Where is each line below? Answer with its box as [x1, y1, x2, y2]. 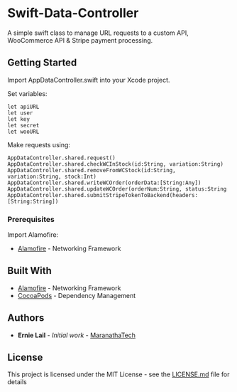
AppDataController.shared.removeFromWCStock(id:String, [7, 166, 176, 174]
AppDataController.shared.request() [7, 154, 116, 161]
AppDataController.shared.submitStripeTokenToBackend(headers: [7, 191, 199, 198]
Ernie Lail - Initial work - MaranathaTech [17, 331, 136, 339]
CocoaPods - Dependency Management [17, 291, 136, 300]
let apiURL [7, 103, 40, 110]
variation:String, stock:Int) [7, 173, 97, 180]
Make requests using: [7, 140, 71, 149]
